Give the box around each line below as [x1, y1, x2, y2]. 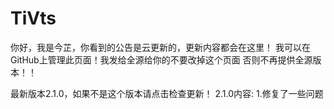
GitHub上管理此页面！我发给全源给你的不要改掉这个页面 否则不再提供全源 [10, 53, 313, 66]
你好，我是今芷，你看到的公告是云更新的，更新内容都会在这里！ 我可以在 [10, 41, 311, 53]
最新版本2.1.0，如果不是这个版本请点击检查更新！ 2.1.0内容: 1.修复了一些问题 [10, 87, 324, 99]
